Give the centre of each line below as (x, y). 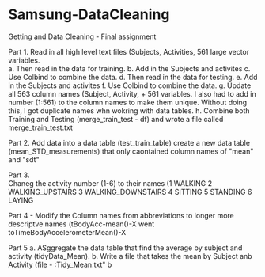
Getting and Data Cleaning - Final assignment (82, 36)
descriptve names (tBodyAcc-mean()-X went (81, 224)
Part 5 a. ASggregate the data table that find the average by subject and (125, 248)
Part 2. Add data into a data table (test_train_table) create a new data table (129, 142)
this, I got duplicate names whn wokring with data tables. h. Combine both (129, 110)
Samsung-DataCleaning (89, 15)
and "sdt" (24, 159)
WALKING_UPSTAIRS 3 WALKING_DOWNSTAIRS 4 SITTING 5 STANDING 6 (130, 192)
